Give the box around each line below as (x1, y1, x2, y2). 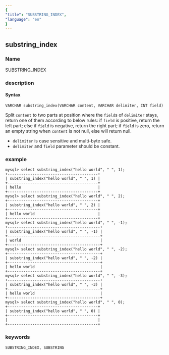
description (5, 79, 34, 86)
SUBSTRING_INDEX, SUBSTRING (5, 345, 65, 350)
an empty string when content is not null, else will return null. (5, 128, 132, 134)
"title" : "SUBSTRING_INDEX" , (5, 12, 67, 17)
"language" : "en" (5, 17, 42, 22)
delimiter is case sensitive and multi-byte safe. (12, 138, 112, 144)
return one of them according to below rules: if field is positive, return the (5, 117, 160, 124)
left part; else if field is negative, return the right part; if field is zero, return (5, 123, 164, 129)
